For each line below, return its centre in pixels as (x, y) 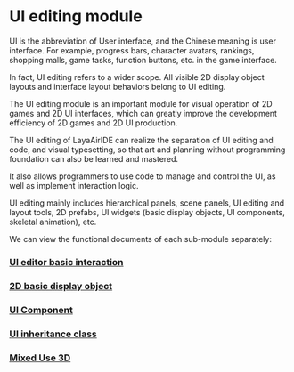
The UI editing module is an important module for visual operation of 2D (141, 103)
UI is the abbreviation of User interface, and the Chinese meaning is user (143, 41)
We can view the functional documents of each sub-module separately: (140, 239)
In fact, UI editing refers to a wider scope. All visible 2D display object (137, 77)
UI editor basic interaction (66, 262)
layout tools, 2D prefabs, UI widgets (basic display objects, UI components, (147, 212)
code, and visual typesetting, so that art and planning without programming (147, 150)
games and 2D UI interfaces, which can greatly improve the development (143, 113)
